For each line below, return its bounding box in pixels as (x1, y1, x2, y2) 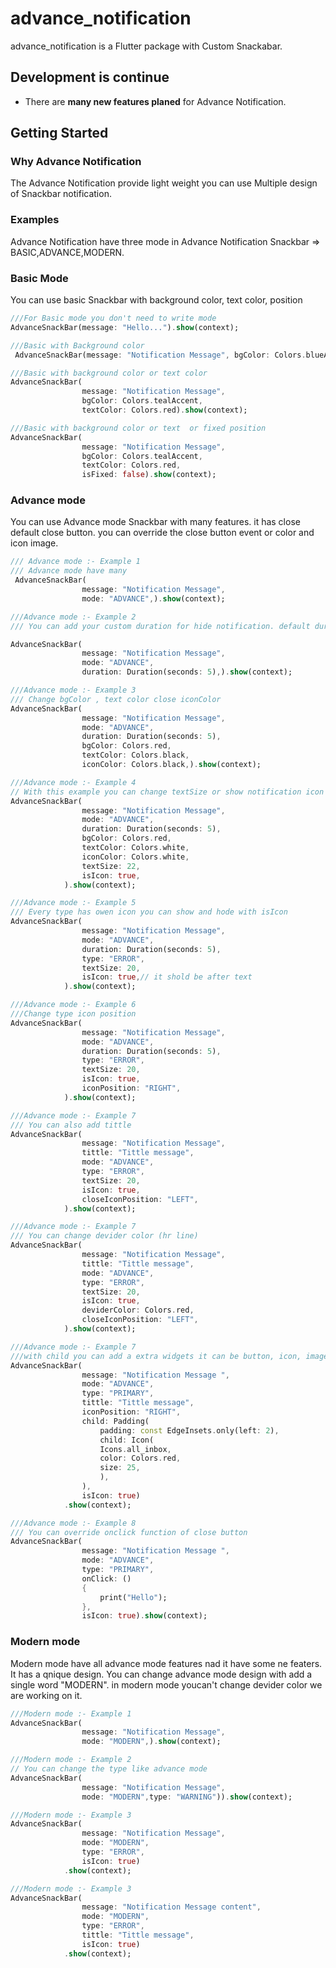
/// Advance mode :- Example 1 (10, 557, 141, 567)
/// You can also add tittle (10, 1120, 132, 1130)
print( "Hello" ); (99, 1592, 168, 1602)
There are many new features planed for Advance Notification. (24, 95, 287, 107)
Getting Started (10, 125, 109, 142)
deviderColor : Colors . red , (81, 1305, 195, 1316)
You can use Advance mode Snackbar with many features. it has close (10, 516, 301, 528)
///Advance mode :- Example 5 (10, 898, 137, 908)
